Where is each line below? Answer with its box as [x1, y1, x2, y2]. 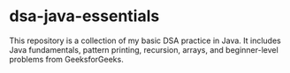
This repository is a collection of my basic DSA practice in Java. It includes [9, 35, 281, 46]
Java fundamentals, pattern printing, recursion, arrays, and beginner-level [9, 44, 279, 55]
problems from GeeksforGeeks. [9, 54, 124, 64]
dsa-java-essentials [9, 6, 160, 26]
